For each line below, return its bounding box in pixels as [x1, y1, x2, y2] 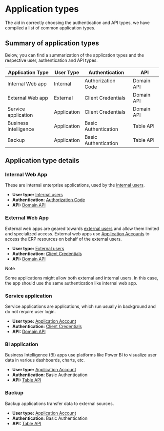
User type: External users [12, 245, 64, 251]
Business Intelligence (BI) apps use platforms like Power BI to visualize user [5, 352, 157, 358]
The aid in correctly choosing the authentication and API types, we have [5, 20, 150, 25]
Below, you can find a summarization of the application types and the [5, 52, 144, 58]
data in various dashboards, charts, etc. [5, 357, 85, 363]
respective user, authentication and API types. [5, 57, 98, 63]
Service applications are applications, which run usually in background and [5, 304, 156, 309]
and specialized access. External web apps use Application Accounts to [5, 230, 150, 236]
